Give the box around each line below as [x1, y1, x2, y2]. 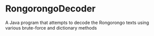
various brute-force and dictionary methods [5, 24, 97, 30]
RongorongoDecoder [5, 3, 96, 14]
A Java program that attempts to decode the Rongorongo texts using [5, 19, 149, 25]
